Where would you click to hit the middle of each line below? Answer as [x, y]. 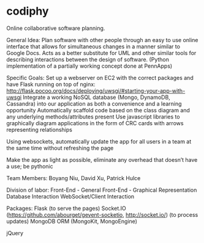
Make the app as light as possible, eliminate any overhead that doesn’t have [102, 159]
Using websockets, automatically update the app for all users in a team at [99, 141]
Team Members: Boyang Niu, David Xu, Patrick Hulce [74, 178]
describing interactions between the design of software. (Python [88, 59]
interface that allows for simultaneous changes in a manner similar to [93, 46]
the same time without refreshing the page [60, 148]
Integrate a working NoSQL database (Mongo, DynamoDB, [96, 97]
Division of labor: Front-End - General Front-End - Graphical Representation [102, 190]
